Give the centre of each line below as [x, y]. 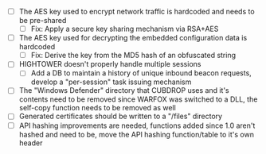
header [31, 143]
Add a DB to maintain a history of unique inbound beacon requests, [141, 73]
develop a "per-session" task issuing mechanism [111, 82]
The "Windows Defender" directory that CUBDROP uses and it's [124, 90]
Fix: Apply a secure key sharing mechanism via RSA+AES [125, 29]
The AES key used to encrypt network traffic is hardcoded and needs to [137, 12]
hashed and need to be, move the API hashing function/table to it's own [136, 134]
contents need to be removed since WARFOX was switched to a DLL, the [138, 99]
